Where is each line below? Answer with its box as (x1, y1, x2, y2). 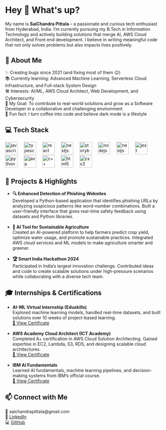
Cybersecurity (5, 95, 35, 101)
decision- (132, 368, 152, 374)
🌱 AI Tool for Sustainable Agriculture (12, 224, 89, 230)
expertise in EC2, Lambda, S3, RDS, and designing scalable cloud (12, 341, 146, 347)
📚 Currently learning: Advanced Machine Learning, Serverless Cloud (5, 75, 147, 81)
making (12, 373, 28, 378)
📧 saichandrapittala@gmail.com (5, 409, 70, 414)
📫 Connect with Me (5, 393, 68, 401)
